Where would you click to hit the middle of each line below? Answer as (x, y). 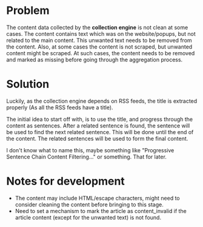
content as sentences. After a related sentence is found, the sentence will (98, 126)
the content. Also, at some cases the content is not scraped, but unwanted (99, 47)
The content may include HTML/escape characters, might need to (97, 198)
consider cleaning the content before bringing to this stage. (89, 205)
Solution (28, 84)
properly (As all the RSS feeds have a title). (60, 107)
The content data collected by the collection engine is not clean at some (97, 27)
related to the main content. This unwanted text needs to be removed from (99, 40)
